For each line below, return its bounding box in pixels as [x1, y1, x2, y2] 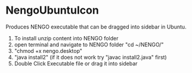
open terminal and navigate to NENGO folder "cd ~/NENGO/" [14, 41, 164, 48]
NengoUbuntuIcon [5, 4, 99, 17]
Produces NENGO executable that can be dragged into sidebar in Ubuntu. [5, 23, 187, 30]
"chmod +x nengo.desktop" [14, 47, 83, 54]
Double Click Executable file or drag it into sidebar [14, 60, 138, 67]
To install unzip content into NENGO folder [14, 34, 119, 42]
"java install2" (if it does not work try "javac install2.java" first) [14, 53, 168, 61]
